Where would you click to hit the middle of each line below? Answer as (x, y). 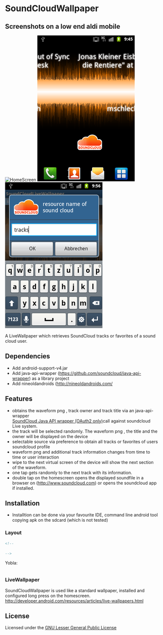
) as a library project (49, 378)
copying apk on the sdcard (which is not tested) (60, 520)
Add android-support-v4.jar (40, 368)
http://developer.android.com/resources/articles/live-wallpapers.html (74, 600)
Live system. (25, 426)
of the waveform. (29, 467)
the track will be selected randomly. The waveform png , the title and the (85, 431)
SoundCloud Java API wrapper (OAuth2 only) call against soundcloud (81, 421)
